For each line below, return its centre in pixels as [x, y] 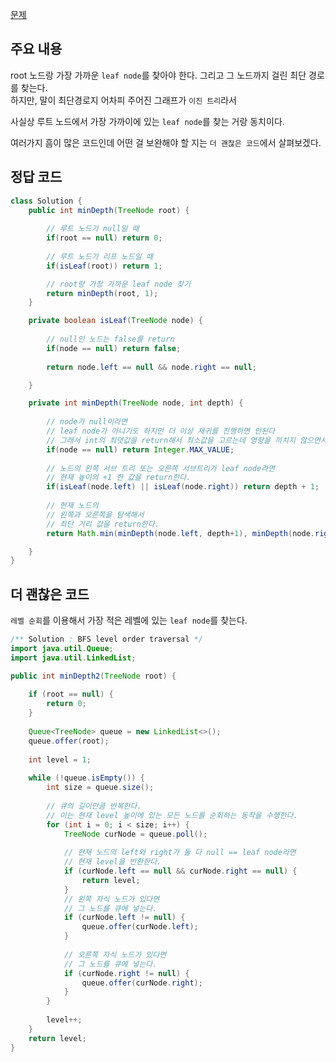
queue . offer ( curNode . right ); [142, 983]
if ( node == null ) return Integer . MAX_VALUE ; [140, 449]
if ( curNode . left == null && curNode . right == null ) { [180, 871]
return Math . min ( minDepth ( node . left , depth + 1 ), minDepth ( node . [181, 533]
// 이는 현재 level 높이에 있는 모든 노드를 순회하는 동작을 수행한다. [172, 815]
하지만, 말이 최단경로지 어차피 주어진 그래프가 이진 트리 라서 [123, 100]
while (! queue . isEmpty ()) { [86, 778]
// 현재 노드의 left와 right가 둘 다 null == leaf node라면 [180, 853]
